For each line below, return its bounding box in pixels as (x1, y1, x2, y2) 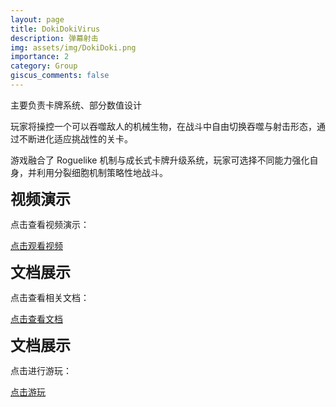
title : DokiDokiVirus (10, 24, 101, 34)
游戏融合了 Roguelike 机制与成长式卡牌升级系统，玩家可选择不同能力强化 (10, 154, 310, 166)
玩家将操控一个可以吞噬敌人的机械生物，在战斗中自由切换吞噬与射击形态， (10, 120, 317, 132)
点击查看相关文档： (10, 291, 90, 303)
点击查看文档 (10, 312, 63, 325)
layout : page (10, 14, 65, 25)
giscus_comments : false (10, 71, 110, 81)
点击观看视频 (10, 239, 63, 251)
